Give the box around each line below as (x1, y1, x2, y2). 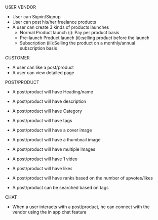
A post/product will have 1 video (12, 156, 78, 162)
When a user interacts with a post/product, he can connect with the (12, 204, 150, 210)
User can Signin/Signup (12, 14, 61, 19)
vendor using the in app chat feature (12, 209, 86, 215)
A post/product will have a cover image (12, 127, 92, 133)
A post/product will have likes (12, 166, 73, 171)
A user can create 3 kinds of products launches (12, 24, 109, 30)
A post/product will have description (12, 98, 86, 104)
